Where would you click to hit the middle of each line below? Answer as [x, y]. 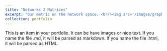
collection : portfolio [29, 19]
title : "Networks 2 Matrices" [37, 10]
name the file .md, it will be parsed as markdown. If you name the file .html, [82, 38]
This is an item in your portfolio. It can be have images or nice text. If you [80, 33]
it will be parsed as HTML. [32, 44]
